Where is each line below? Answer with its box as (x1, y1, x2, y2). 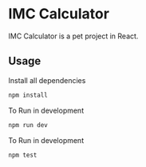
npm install (8, 91, 48, 99)
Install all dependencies (8, 75, 86, 85)
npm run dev (8, 121, 48, 129)
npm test (8, 151, 37, 159)
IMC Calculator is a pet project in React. (8, 31, 139, 41)
